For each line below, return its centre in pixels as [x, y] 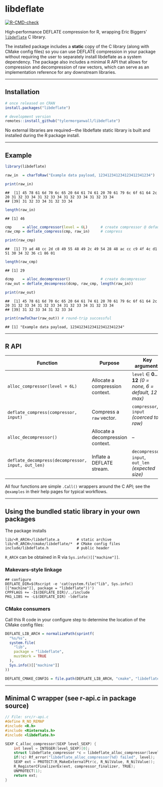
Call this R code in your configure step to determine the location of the [75, 619]
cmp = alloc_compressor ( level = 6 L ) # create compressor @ [76, 227]
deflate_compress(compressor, [42, 412]
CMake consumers [28, 609]
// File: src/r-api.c [27, 717]
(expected [143, 468]
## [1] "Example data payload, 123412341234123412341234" [65, 327]
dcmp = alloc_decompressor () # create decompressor [76, 279]
